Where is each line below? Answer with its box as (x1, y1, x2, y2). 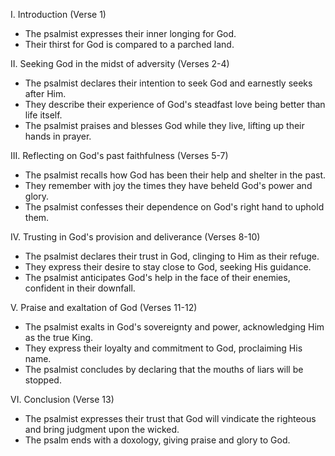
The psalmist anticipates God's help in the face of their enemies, (24, 272, 291, 283)
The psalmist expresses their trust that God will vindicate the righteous (24, 413, 317, 424)
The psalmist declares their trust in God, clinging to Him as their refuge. (24, 250, 320, 262)
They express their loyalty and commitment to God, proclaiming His (24, 342, 303, 354)
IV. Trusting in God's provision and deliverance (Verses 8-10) (10, 231, 261, 243)
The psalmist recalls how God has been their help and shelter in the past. (24, 169, 327, 181)
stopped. (24, 374, 62, 386)
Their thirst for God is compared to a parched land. (24, 39, 235, 50)
